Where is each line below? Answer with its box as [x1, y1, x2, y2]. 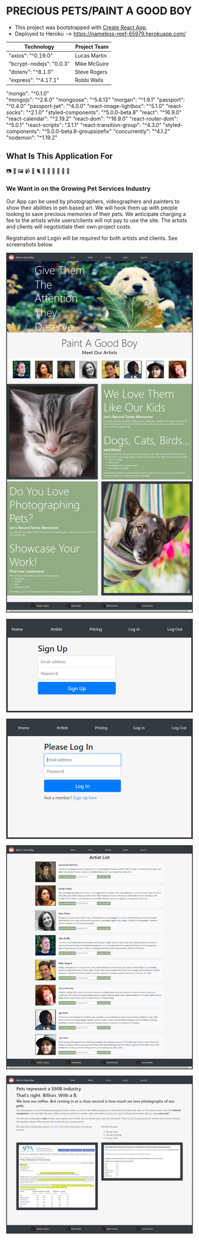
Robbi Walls [75, 77, 104, 84]
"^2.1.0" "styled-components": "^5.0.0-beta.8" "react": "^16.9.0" [25, 109, 182, 116]
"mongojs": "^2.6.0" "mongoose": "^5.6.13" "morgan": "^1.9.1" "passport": [6, 96, 185, 103]
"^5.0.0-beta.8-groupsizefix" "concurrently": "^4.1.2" [41, 128, 171, 135]
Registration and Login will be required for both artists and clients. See [6, 234, 178, 242]
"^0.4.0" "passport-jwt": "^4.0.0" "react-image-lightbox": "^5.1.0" [6, 102, 165, 109]
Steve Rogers [75, 68, 108, 75]
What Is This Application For [6, 151, 113, 161]
